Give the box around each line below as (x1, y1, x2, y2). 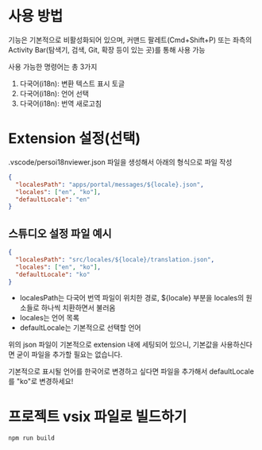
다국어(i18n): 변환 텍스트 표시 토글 (19, 79, 125, 88)
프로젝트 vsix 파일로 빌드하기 (8, 407, 187, 425)
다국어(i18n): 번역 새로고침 (19, 99, 102, 108)
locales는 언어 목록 (19, 313, 79, 323)
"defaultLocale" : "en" (15, 196, 91, 204)
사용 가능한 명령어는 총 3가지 (8, 61, 98, 72)
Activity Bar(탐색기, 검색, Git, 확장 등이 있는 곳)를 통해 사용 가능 (8, 45, 206, 54)
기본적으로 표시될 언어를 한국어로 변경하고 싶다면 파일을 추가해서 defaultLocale (8, 367, 254, 376)
